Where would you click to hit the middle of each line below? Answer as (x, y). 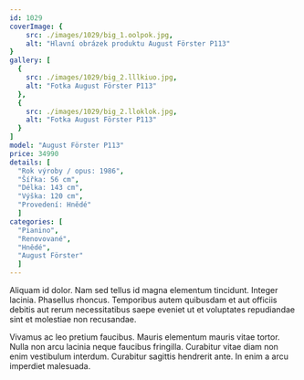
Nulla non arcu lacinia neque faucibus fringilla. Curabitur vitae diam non (144, 347)
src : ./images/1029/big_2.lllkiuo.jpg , (102, 78)
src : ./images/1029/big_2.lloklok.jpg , (102, 111)
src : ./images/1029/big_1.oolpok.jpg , (100, 35)
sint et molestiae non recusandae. (73, 319)
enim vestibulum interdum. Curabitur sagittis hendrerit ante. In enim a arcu (149, 356)
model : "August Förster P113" (67, 145)
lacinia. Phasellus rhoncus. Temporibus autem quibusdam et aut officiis (143, 300)
